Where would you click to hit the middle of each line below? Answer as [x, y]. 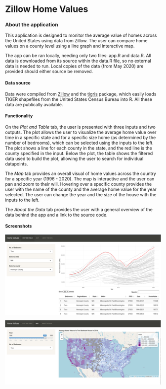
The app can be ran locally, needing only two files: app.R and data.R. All [78, 56]
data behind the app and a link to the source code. [56, 215]
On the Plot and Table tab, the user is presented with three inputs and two [80, 127]
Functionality [19, 116]
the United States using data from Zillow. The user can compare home [76, 41]
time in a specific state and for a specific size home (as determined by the [81, 137]
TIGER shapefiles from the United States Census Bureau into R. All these [79, 99]
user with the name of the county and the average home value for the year [81, 189]
